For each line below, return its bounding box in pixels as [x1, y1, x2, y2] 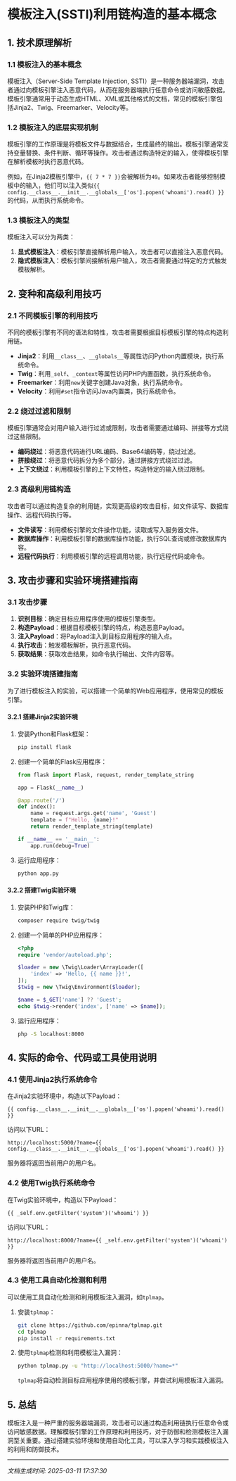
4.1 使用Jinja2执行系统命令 [7, 1074, 98, 1084]
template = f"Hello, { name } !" [30, 817, 119, 824]
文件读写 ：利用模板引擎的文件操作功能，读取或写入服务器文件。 [17, 525, 202, 534]
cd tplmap [17, 1328, 47, 1335]
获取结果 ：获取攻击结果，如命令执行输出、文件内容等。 [17, 650, 178, 658]
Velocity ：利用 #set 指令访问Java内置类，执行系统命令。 [17, 387, 180, 396]
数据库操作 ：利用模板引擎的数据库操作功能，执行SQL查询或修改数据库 [17, 534, 221, 543]
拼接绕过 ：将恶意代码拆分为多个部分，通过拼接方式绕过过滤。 [17, 456, 197, 465]
